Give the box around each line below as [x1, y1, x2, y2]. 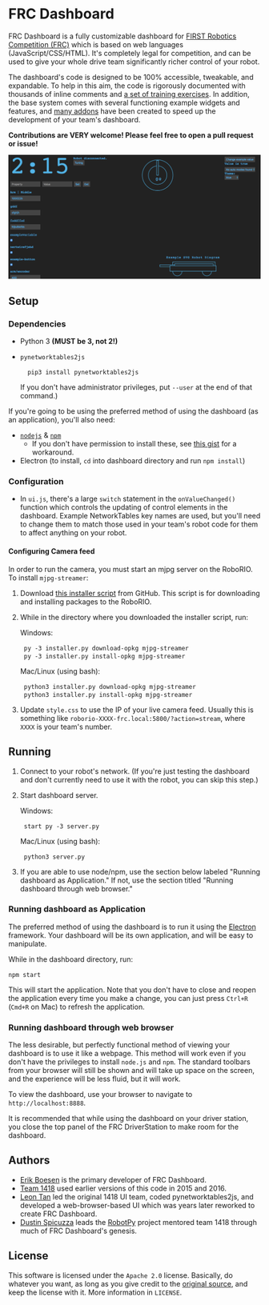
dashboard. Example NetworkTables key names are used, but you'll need [19, 511, 261, 521]
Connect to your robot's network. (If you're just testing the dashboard [19, 766, 250, 776]
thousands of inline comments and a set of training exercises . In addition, [8, 89, 250, 98]
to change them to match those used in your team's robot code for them [19, 519, 259, 529]
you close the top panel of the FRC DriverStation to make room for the [8, 1122, 239, 1132]
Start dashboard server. [19, 790, 98, 800]
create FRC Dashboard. [19, 1209, 98, 1219]
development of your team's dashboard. [8, 114, 141, 124]
